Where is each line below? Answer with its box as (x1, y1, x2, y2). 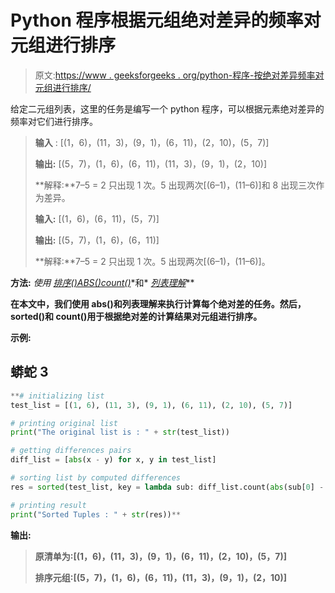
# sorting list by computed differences (10, 473, 182, 483)
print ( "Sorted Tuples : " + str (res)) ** (10, 509, 182, 520)
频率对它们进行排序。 (10, 115, 98, 127)
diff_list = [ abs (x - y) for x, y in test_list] (10, 455, 217, 465)
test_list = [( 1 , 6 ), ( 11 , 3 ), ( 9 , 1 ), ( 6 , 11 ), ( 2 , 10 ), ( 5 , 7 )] (10, 400, 293, 410)
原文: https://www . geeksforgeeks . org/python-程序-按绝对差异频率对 (34, 69, 325, 81)
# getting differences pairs (10, 446, 132, 456)
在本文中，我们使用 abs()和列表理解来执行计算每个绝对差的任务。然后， (10, 297, 307, 310)
